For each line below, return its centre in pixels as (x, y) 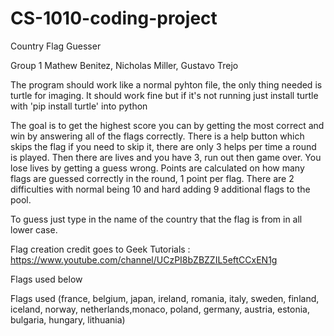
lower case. (34, 229)
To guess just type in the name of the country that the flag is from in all (156, 219)
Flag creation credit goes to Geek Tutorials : (100, 249)
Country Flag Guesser (56, 46)
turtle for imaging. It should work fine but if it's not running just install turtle (164, 95)
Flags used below (46, 279)
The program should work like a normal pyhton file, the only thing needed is (166, 84)
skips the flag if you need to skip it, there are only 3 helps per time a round (163, 146)
